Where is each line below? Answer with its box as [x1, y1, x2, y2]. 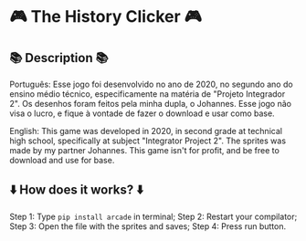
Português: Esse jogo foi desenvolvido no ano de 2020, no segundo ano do [9, 79, 294, 89]
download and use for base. [9, 155, 115, 165]
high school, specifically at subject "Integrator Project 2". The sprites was [9, 135, 286, 146]
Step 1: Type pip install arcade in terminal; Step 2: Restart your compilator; [9, 211, 298, 222]
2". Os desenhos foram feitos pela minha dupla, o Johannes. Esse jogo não [9, 99, 292, 109]
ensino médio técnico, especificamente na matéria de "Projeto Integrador [9, 89, 286, 100]
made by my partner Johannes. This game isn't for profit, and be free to [9, 145, 280, 155]
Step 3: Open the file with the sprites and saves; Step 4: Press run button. [9, 220, 286, 232]
